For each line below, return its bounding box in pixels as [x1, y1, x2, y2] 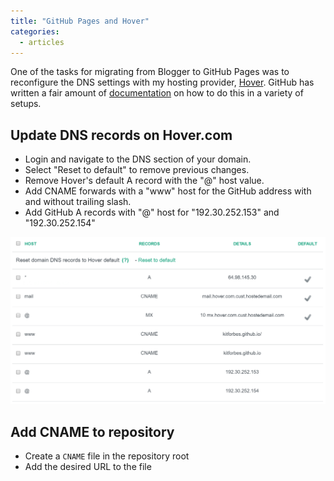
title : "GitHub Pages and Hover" [10, 16, 150, 26]
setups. [10, 98, 42, 110]
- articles [19, 37, 65, 47]
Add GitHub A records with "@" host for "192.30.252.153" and [24, 206, 280, 219]
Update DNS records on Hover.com [10, 126, 233, 144]
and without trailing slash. [24, 196, 132, 208]
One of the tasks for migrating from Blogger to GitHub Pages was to [10, 66, 290, 78]
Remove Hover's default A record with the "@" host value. [24, 175, 265, 187]
